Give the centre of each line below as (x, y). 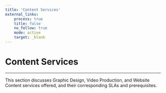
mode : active (27, 33)
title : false (27, 23)
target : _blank (30, 38)
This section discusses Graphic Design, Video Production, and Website (77, 80)
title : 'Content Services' (33, 10)
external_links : (22, 14)
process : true (28, 19)
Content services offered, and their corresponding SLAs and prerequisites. (81, 85)
